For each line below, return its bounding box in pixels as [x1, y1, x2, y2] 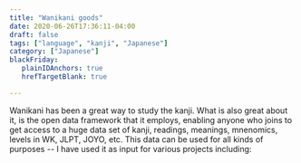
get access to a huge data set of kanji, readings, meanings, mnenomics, [9, 124, 278, 135]
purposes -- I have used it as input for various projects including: [9, 143, 252, 154]
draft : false [9, 30, 59, 39]
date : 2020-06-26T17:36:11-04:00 [9, 22, 136, 31]
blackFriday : [9, 55, 59, 64]
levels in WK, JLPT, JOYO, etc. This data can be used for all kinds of [9, 133, 264, 145]
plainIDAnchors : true [21, 64, 103, 73]
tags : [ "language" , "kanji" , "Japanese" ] [9, 38, 169, 48]
